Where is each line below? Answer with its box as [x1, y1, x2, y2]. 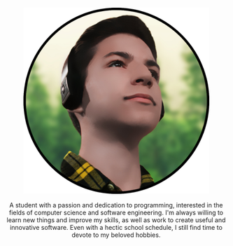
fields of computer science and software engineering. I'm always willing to [8, 208, 224, 217]
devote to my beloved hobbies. [71, 231, 161, 239]
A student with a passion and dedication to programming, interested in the [9, 201, 223, 209]
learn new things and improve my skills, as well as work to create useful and [6, 216, 226, 224]
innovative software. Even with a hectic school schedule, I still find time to [10, 224, 223, 231]
